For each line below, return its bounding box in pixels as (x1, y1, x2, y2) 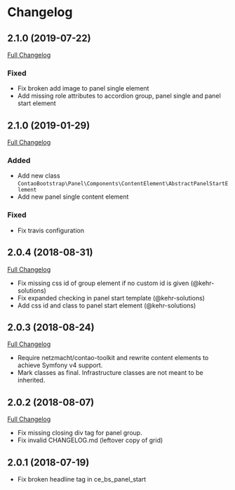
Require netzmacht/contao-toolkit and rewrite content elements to (17, 354, 209, 362)
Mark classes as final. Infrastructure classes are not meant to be (17, 369, 203, 377)
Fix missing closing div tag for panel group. (17, 429, 142, 437)
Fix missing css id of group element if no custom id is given (17, 279, 189, 287)
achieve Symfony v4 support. (17, 361, 103, 369)
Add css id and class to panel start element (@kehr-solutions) (17, 301, 196, 310)
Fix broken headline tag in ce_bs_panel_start (17, 475, 147, 483)
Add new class (17, 171, 61, 180)
